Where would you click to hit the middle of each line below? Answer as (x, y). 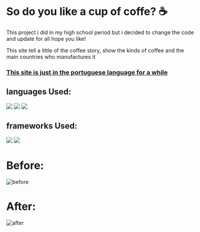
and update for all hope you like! (46, 38)
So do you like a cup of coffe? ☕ (87, 12)
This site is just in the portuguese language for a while (87, 72)
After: (21, 206)
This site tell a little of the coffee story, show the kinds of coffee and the (95, 50)
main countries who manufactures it (51, 56)
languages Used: (39, 92)
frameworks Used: (42, 126)
